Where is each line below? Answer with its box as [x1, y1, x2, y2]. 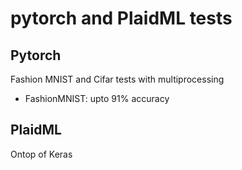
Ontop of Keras [10, 148, 73, 160]
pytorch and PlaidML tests [10, 7, 233, 30]
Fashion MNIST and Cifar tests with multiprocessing [10, 73, 225, 85]
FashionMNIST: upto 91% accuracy [24, 93, 170, 104]
